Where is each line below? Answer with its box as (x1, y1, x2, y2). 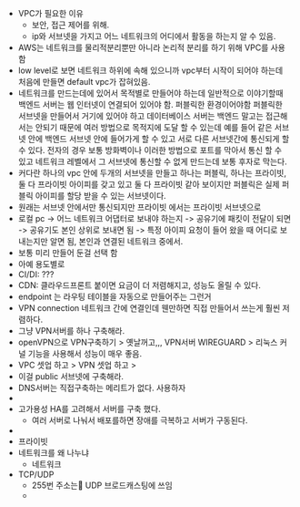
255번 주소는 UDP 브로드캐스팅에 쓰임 (31, 480, 173, 491)
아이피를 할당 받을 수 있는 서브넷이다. (35, 191, 166, 201)
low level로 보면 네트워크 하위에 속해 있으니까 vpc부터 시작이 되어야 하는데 (17, 65, 284, 76)
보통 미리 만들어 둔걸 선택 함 (17, 247, 118, 258)
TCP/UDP (17, 469, 55, 480)
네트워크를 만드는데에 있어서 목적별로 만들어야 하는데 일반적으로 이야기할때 (17, 88, 284, 98)
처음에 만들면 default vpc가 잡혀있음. (17, 77, 151, 87)
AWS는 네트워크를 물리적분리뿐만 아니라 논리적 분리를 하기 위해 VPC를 (17, 42, 269, 53)
